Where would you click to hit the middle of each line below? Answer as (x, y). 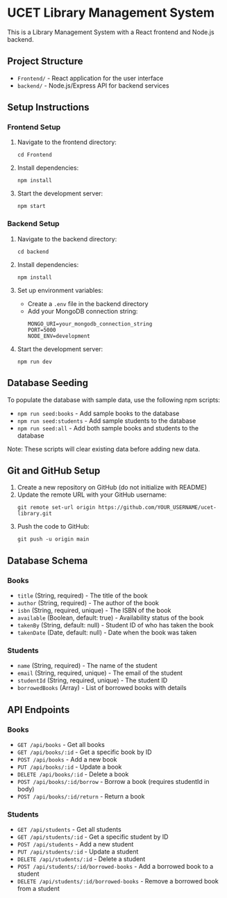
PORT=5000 (42, 330)
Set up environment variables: (60, 290)
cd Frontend (34, 155)
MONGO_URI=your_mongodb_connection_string (90, 324)
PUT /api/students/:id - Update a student (78, 852)
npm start (32, 207)
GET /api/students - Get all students (69, 830)
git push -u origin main (53, 539)
